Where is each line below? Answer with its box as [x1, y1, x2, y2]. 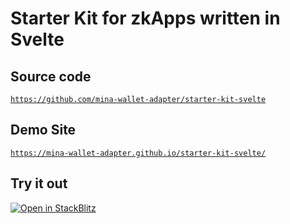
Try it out [10, 175, 68, 192]
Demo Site [10, 122, 77, 139]
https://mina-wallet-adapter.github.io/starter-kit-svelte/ [10, 148, 267, 158]
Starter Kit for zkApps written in [10, 7, 281, 30]
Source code [10, 68, 92, 85]
